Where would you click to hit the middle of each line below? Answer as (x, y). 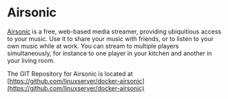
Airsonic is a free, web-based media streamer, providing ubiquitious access (114, 31)
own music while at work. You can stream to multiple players (93, 46)
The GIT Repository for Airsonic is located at (70, 74)
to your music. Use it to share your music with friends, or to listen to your (111, 38)
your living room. (31, 60)
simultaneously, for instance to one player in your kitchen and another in (110, 53)
